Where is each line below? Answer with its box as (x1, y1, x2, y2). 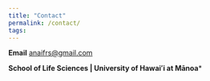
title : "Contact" (8, 11, 67, 20)
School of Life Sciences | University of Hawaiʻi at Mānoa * (8, 64, 203, 73)
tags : (8, 26, 26, 34)
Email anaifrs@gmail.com (8, 48, 93, 58)
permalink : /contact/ (8, 19, 81, 27)
